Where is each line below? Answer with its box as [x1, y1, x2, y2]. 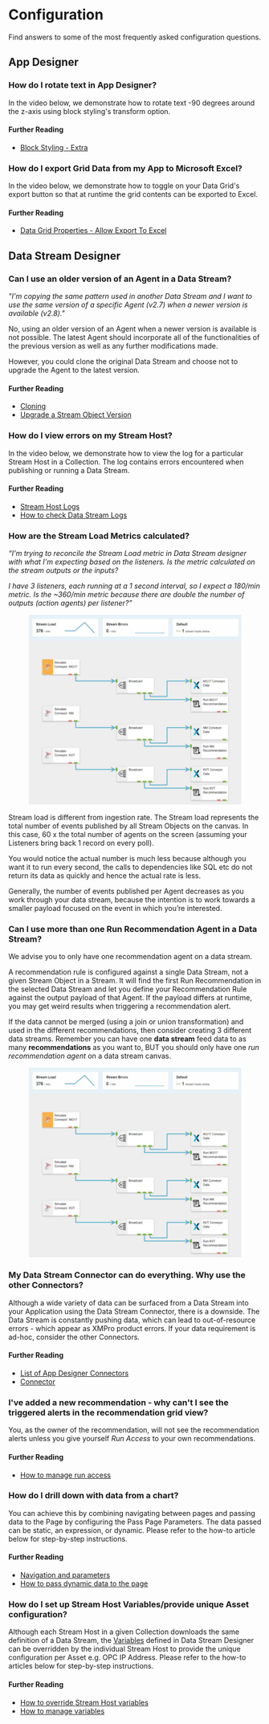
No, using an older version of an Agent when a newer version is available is [8, 324, 257, 334]
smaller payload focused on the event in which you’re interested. [8, 903, 222, 913]
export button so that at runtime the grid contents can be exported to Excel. [8, 190, 259, 199]
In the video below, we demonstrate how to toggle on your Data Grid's [8, 181, 240, 190]
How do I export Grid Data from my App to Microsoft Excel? [8, 162, 243, 174]
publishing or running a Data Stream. [8, 465, 130, 475]
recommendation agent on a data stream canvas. [8, 1051, 172, 1060]
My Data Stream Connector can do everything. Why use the [8, 1269, 247, 1281]
